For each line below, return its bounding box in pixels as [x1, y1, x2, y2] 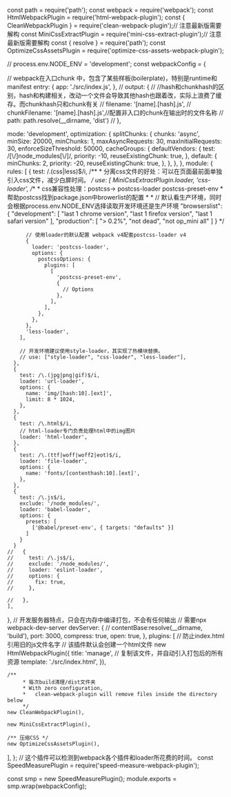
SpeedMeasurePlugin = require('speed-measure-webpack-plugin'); [7, 761, 200, 769]
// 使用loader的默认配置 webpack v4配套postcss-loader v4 [25, 231, 186, 238]
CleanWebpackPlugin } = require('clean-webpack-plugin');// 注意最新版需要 [7, 21, 222, 30]
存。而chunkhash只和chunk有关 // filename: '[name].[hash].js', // [7, 100, 192, 108]
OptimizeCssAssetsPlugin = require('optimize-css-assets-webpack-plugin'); [7, 46, 224, 55]
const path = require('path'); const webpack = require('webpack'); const [7, 6, 214, 14]
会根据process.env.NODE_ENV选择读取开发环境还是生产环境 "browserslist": [7, 202, 223, 210]
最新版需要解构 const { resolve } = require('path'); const [7, 39, 166, 47]
